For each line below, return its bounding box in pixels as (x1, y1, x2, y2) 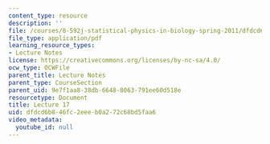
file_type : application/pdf (8, 34, 103, 42)
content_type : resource (8, 11, 88, 20)
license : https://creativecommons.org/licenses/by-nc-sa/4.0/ (8, 57, 221, 65)
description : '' (8, 19, 63, 27)
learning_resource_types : (8, 42, 95, 50)
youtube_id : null (15, 123, 74, 131)
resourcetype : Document (8, 94, 88, 102)
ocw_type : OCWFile (8, 64, 70, 72)
